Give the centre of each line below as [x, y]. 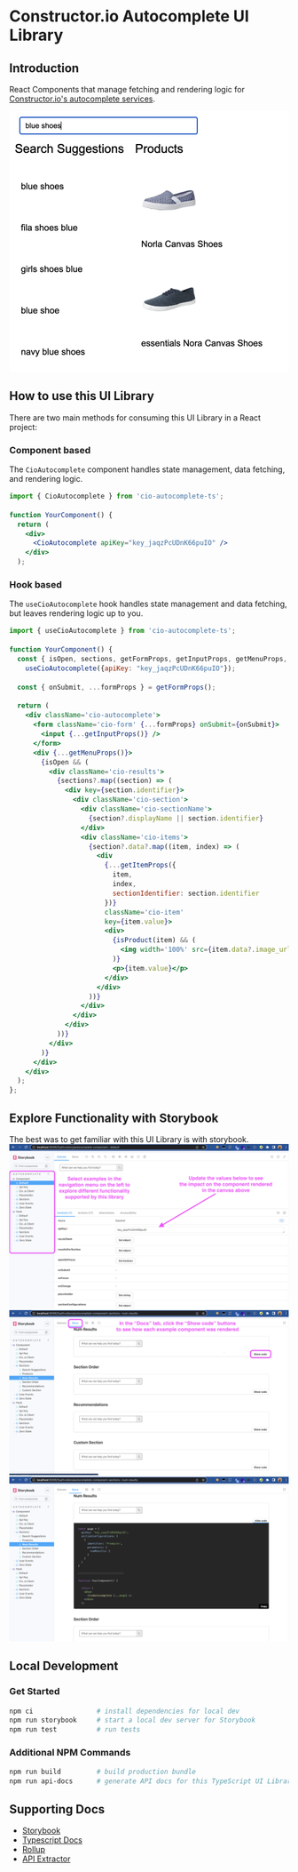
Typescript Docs [52, 1840]
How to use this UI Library [82, 396]
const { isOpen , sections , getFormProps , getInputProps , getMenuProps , [153, 660]
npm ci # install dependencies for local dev [125, 1711]
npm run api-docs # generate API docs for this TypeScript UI [137, 1781]
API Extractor [46, 1859]
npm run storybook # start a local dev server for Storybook [132, 1720]
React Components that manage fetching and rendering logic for [127, 89]
